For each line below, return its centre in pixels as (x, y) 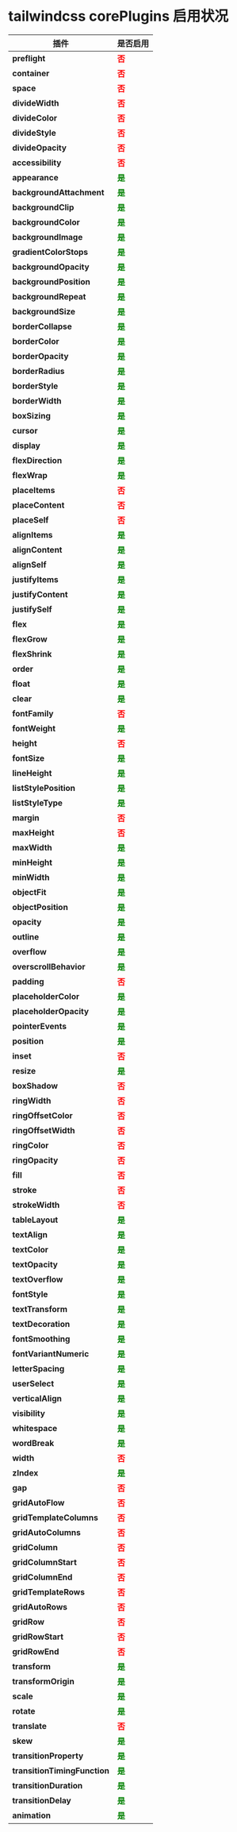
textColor (31, 1249)
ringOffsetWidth (44, 1130)
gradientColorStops (50, 252)
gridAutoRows (40, 1606)
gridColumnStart (45, 1562)
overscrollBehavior (49, 966)
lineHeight (32, 773)
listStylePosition (44, 788)
